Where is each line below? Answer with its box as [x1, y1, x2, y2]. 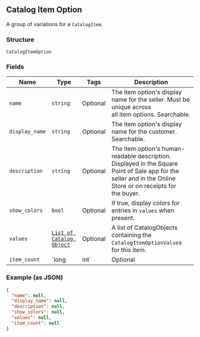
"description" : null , [11, 304, 65, 310]
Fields [6, 63, 24, 71]
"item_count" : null [11, 320, 60, 326]
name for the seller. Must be [111, 95, 190, 104]
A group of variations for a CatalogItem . [6, 20, 103, 27]
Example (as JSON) [6, 273, 64, 282]
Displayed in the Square [111, 160, 179, 168]
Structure [6, 35, 35, 43]
